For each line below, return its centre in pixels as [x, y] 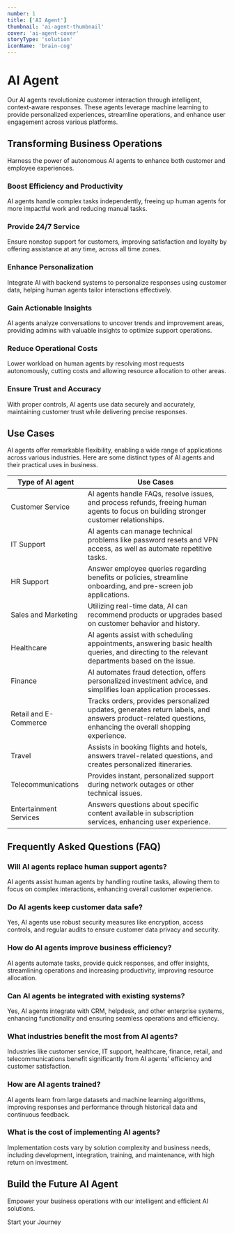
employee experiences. [41, 168]
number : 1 [22, 14]
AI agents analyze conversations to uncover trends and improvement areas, [116, 323]
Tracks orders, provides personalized [149, 701]
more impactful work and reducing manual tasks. [77, 209]
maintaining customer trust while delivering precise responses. [97, 411]
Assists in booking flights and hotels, [147, 747]
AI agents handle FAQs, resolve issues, [151, 494]
